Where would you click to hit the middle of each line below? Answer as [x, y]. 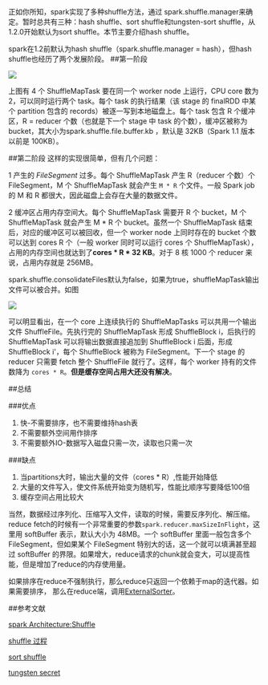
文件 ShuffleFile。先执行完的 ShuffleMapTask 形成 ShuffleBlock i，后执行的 [132, 332]
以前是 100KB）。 [36, 141]
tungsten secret [35, 673]
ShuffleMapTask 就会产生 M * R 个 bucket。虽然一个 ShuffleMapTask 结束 [130, 222]
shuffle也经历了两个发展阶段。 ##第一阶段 [78, 59]
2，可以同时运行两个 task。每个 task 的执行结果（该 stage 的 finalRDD [124, 101]
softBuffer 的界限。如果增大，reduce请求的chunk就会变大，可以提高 [130, 554]
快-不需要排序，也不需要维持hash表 [79, 423]
